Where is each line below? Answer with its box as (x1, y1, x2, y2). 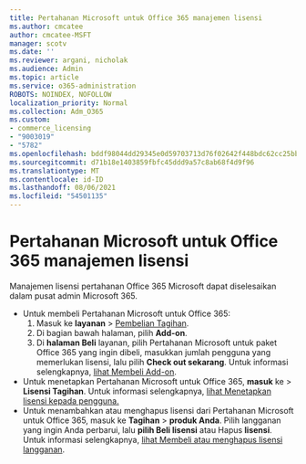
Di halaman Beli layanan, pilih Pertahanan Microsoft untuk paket (36, 337, 278, 348)
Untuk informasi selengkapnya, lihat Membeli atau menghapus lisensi (22, 434, 283, 445)
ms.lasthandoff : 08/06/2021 (9, 184, 117, 193)
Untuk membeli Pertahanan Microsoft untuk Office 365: (22, 308, 230, 319)
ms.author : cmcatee (9, 22, 84, 31)
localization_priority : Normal (9, 98, 128, 108)
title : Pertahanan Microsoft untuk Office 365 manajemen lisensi (9, 13, 262, 23)
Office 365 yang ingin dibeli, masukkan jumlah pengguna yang (36, 346, 271, 357)
